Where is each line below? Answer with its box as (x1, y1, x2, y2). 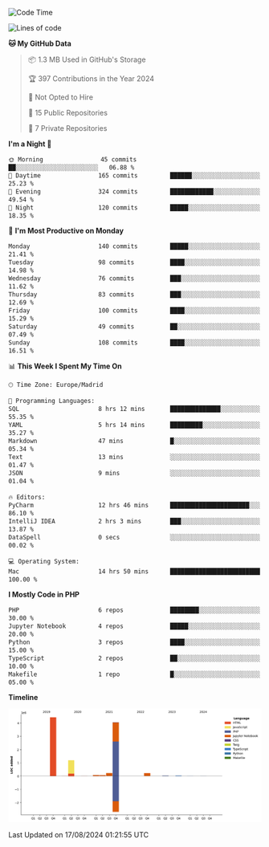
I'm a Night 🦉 (8, 139, 52, 149)
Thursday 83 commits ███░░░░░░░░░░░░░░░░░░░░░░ (8, 291, 261, 299)
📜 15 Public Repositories (27, 108, 108, 117)
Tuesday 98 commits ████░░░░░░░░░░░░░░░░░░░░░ (8, 259, 261, 267)
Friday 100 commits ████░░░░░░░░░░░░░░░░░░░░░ (8, 307, 261, 315)
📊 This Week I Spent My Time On (8, 361, 122, 371)
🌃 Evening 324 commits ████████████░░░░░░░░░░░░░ (8, 188, 261, 196)
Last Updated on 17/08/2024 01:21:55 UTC (8, 829, 149, 839)
